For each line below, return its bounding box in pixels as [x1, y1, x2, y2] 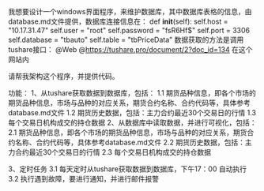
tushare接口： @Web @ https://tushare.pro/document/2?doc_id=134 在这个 [8, 45, 253, 54]
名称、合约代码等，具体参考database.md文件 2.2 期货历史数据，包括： [14, 137, 245, 147]
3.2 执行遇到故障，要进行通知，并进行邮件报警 [8, 174, 160, 183]
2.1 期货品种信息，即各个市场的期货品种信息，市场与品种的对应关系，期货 [8, 128, 247, 137]
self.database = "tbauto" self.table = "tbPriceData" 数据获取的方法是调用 [8, 35, 244, 44]
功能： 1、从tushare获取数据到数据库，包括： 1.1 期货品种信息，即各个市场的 [8, 88, 257, 97]
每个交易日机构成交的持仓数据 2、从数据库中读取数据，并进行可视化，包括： [8, 118, 257, 127]
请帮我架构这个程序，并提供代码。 [8, 72, 119, 81]
